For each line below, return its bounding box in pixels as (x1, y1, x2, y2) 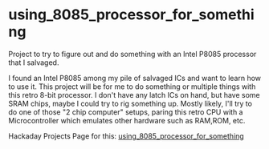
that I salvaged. (8, 58, 59, 67)
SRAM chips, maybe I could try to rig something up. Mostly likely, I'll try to (8, 99, 253, 108)
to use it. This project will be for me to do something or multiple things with (8, 82, 256, 91)
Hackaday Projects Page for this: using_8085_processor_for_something (8, 131, 245, 141)
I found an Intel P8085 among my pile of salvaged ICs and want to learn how (8, 73, 262, 83)
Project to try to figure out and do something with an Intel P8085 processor (8, 49, 257, 58)
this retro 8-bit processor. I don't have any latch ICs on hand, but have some (8, 90, 261, 99)
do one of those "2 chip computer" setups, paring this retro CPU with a (8, 107, 243, 117)
